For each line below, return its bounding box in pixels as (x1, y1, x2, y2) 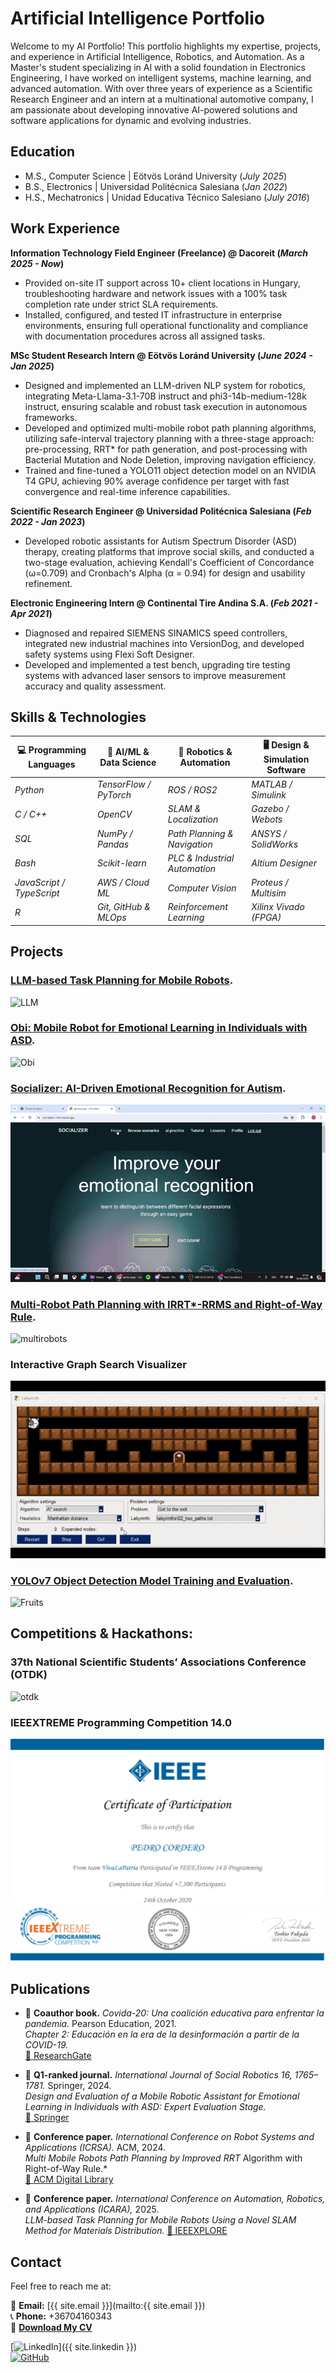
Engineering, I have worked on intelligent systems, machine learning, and (10, 72, 312, 84)
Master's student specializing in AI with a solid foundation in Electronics (10, 61, 306, 73)
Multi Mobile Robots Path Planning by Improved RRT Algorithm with (24, 2152, 303, 2164)
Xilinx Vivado (251, 901, 305, 913)
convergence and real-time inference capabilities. (24, 485, 231, 497)
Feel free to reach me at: (10, 2280, 112, 2292)
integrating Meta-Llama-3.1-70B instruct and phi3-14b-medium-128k (24, 390, 307, 402)
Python (14, 783, 45, 796)
